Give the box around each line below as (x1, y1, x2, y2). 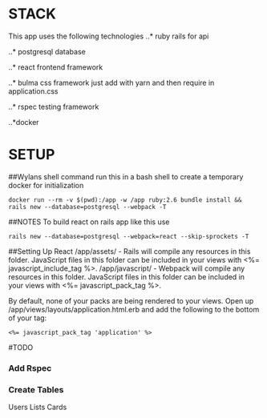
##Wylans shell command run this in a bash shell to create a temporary (8, 171, 244, 181)
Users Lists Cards (8, 402, 67, 412)
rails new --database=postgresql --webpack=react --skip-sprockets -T (8, 232, 249, 240)
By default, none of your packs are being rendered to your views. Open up (8, 295, 254, 305)
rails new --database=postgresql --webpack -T (8, 203, 167, 211)
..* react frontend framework (8, 62, 103, 72)
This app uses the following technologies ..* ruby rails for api (8, 31, 209, 41)
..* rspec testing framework (8, 102, 99, 111)
